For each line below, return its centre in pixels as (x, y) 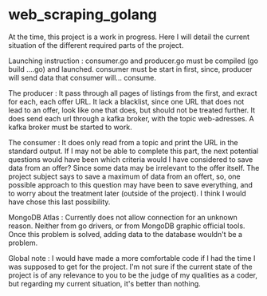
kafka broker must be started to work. (71, 127)
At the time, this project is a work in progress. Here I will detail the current (129, 37)
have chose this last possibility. (59, 202)
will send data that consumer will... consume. (82, 77)
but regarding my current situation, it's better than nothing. (104, 283)
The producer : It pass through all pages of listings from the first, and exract (133, 93)
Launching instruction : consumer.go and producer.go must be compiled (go (133, 61)
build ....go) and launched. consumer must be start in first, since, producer (130, 69)
